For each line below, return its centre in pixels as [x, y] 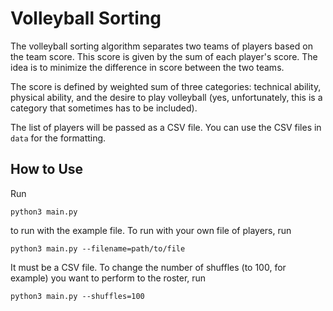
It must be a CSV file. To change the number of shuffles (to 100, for [148, 267]
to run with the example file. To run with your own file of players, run [151, 230]
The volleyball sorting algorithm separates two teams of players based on [161, 46]
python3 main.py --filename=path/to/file [98, 248]
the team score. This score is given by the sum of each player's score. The [164, 56]
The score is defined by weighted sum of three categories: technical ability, [166, 86]
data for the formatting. [58, 138]
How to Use [47, 169]
